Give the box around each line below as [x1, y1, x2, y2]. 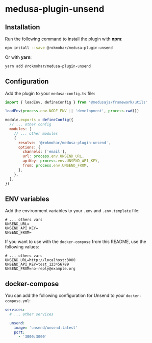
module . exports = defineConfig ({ [5, 118, 74, 122]
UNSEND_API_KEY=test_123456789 [5, 262, 69, 267]
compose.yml [5, 299, 29, 304]
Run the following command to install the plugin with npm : [5, 36, 123, 42]
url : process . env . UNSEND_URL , [23, 154, 84, 159]
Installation [5, 23, 40, 31]
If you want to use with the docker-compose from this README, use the [5, 239, 146, 245]
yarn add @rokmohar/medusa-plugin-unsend [5, 64, 91, 69]
